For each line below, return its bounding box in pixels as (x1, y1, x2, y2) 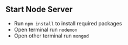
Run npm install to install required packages (13, 20, 122, 27)
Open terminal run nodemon (13, 26, 78, 33)
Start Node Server (5, 5, 73, 14)
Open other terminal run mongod (13, 32, 89, 39)
